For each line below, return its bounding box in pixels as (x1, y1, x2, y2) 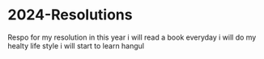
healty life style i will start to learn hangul (7, 40, 145, 50)
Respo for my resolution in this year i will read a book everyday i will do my (7, 32, 257, 42)
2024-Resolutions (7, 6, 133, 24)
